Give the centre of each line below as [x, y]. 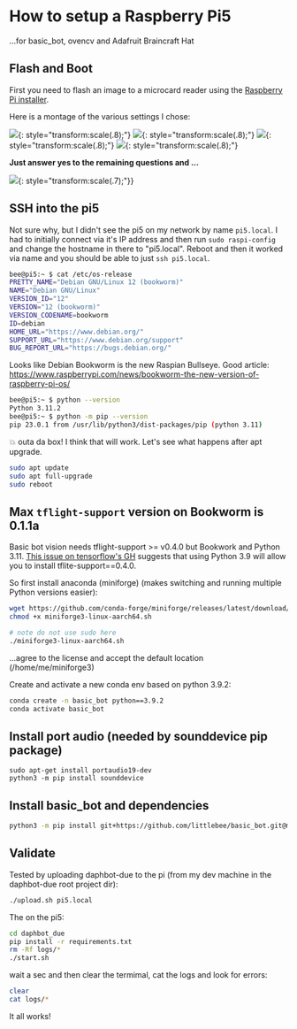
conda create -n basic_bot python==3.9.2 [87, 701]
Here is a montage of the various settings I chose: [100, 116]
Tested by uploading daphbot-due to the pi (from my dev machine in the [141, 874]
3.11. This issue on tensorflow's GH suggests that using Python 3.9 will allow [148, 557]
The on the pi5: [37, 917]
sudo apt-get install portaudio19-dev [80, 771]
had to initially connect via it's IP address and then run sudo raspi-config [143, 239]
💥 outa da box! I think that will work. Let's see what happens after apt [136, 442]
